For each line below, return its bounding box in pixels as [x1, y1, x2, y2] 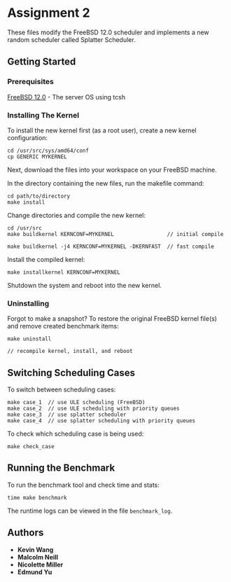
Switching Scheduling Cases [7, 366, 135, 379]
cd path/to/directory [7, 193, 71, 200]
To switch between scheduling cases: [7, 385, 116, 394]
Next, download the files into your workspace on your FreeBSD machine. [7, 165, 217, 174]
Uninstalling [7, 298, 50, 308]
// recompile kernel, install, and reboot [7, 348, 133, 355]
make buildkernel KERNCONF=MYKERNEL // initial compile [7, 230, 224, 237]
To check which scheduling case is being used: [7, 429, 144, 438]
